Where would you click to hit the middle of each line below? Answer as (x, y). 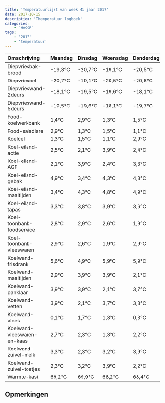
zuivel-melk (22, 355)
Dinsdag (87, 58)
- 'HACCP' (24, 28)
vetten (15, 306)
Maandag (61, 58)
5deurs (16, 108)
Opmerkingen (27, 394)
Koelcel (16, 139)
